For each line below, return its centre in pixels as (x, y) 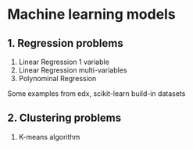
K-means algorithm (49, 137)
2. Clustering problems (64, 118)
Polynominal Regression (57, 78)
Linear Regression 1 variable (64, 62)
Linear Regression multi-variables (73, 70)
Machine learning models (92, 14)
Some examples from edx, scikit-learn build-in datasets (96, 94)
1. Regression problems (65, 43)
